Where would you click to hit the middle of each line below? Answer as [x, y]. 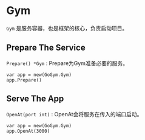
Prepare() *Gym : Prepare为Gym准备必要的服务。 [67, 63]
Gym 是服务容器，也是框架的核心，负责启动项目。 [67, 28]
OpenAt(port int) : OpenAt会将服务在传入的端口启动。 [74, 114]
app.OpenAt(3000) [28, 131]
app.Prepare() [24, 80]
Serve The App [35, 99]
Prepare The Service [46, 48]
